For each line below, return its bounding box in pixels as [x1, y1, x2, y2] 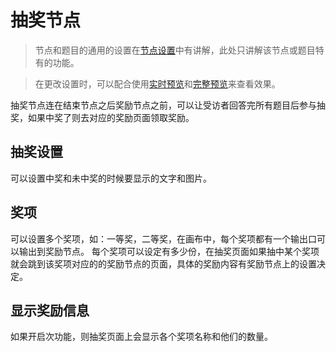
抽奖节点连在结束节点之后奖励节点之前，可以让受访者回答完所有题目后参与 [10, 99, 317, 111]
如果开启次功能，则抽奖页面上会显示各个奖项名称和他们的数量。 [10, 331, 273, 343]
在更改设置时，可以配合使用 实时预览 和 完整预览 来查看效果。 [34, 77, 281, 90]
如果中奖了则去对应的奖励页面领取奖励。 [27, 111, 195, 123]
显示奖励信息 [10, 302, 90, 319]
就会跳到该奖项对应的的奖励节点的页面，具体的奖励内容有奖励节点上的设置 [10, 257, 317, 270]
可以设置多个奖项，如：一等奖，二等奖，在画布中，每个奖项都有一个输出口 [10, 232, 317, 245]
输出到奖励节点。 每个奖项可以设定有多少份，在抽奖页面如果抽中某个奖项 [18, 245, 320, 257]
